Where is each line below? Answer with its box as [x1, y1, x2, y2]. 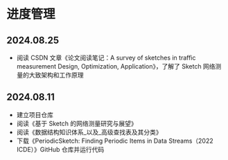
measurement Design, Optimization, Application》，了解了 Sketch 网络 [16, 62, 216, 70]
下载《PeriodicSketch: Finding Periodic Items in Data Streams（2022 [16, 136, 214, 145]
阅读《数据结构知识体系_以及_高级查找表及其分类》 [16, 127, 162, 136]
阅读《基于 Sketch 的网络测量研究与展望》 [16, 119, 137, 127]
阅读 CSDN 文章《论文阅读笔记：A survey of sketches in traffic [16, 53, 196, 62]
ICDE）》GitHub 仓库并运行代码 [16, 145, 105, 153]
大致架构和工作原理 [28, 71, 84, 79]
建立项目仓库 [16, 110, 53, 118]
